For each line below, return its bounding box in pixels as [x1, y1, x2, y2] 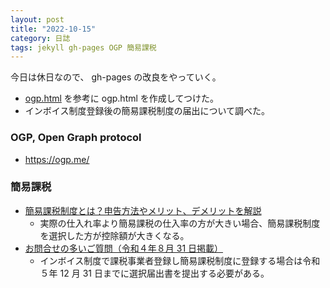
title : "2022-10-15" [10, 24, 97, 34]
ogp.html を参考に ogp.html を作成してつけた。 [24, 92, 220, 105]
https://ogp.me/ [24, 153, 90, 165]
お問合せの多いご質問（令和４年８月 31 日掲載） [24, 242, 224, 254]
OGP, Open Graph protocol [10, 131, 142, 145]
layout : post [10, 14, 65, 25]
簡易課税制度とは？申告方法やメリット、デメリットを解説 [24, 204, 262, 216]
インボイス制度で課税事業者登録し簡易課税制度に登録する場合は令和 [39, 254, 321, 266]
